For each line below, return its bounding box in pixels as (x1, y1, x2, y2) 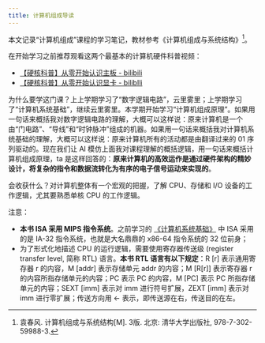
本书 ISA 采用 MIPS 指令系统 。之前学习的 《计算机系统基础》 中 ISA (19, 224, 238, 234)
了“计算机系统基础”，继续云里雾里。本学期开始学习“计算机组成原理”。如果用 (8, 104, 256, 115)
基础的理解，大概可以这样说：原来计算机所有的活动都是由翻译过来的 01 (14, 134, 246, 144)
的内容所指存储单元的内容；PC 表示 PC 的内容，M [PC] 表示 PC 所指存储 (19, 273, 256, 283)
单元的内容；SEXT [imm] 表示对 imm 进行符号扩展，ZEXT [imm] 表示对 (19, 284, 250, 293)
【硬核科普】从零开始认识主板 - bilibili (19, 68, 143, 77)
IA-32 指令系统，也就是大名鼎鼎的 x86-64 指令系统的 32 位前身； (35, 234, 248, 243)
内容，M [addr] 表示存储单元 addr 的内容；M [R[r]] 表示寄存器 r (47, 264, 252, 273)
